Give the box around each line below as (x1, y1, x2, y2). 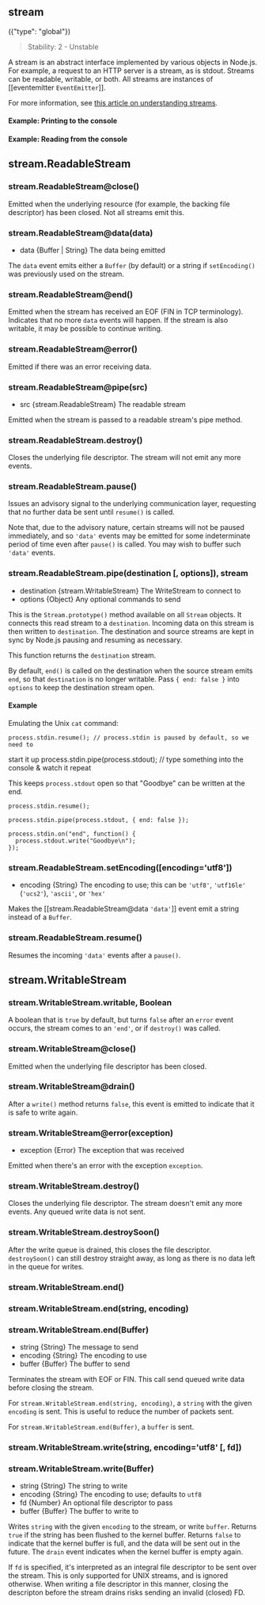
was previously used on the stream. (8, 269, 125, 278)
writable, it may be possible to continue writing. (8, 324, 163, 333)
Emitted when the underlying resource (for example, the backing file (8, 199, 231, 209)
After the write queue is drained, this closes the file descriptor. (8, 1245, 212, 1254)
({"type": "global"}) (8, 26, 71, 36)
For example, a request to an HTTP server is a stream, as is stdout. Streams (8, 66, 255, 75)
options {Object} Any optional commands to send (19, 594, 181, 604)
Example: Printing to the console (8, 116, 118, 125)
